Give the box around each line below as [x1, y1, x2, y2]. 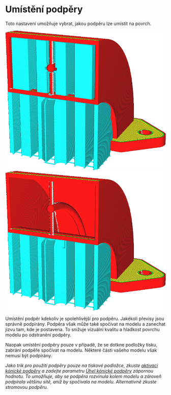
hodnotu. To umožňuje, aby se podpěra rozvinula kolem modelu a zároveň [5, 373, 162, 379]
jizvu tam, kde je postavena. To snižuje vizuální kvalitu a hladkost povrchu [5, 326, 160, 332]
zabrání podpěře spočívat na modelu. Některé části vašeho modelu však [5, 347, 157, 353]
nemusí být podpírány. [5, 352, 52, 358]
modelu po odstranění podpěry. [5, 332, 72, 338]
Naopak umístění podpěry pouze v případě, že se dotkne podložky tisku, [5, 341, 158, 348]
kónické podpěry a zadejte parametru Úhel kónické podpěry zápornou [5, 367, 154, 374]
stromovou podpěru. [5, 384, 48, 390]
